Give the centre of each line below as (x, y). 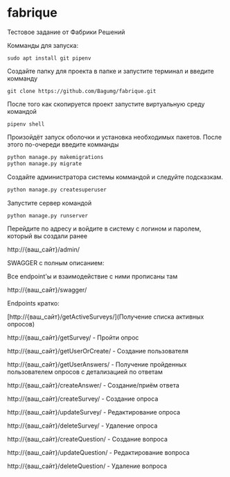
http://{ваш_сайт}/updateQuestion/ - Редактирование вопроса (98, 453)
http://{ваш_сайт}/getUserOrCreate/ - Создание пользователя (98, 351)
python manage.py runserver (48, 216)
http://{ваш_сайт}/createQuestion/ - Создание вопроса (88, 440)
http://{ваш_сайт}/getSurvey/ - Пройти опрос (73, 337)
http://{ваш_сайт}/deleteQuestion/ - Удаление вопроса (87, 466)
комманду (23, 78)
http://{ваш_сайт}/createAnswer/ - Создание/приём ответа (94, 385)
